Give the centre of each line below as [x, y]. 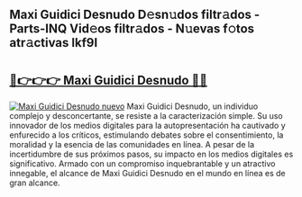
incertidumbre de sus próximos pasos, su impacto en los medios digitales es [151, 154]
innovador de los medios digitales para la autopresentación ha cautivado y [147, 125]
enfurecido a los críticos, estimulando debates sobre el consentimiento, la [146, 135]
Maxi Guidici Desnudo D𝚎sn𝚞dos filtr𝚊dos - [135, 15]
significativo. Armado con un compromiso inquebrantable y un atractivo [142, 164]
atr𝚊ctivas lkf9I [54, 43]
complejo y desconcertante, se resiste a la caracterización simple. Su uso [146, 116]
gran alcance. [35, 183]
